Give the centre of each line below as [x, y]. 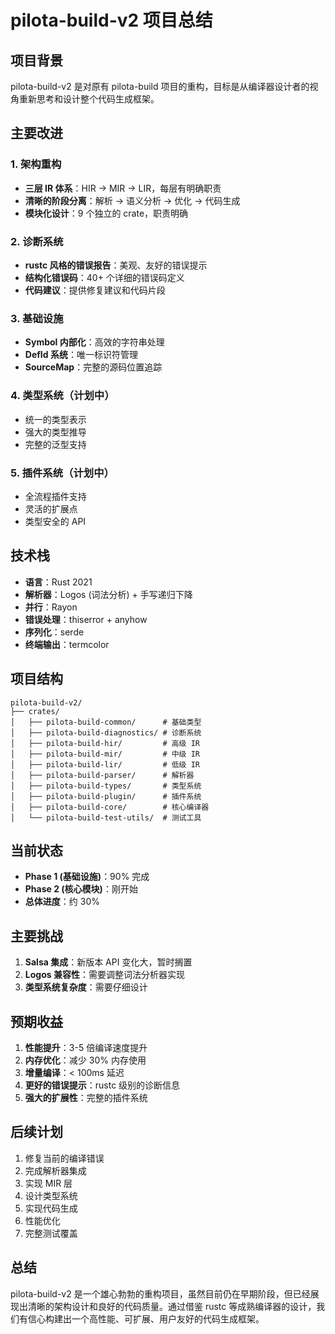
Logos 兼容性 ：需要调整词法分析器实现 [104, 975]
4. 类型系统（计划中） [62, 396]
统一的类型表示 [55, 419]
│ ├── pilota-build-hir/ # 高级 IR [105, 743]
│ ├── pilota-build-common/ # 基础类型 [106, 722]
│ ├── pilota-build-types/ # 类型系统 [106, 786]
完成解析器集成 [55, 1170]
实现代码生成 [51, 1208]
